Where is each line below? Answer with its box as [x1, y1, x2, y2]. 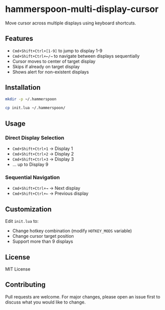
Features [5, 34, 33, 43]
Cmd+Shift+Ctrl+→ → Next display [12, 185, 81, 191]
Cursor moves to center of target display [12, 58, 96, 64]
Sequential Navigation [5, 173, 60, 180]
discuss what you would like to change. [5, 299, 86, 305]
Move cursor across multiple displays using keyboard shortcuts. [5, 20, 137, 26]
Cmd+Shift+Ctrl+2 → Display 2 [12, 151, 74, 156]
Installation [5, 83, 41, 92]
